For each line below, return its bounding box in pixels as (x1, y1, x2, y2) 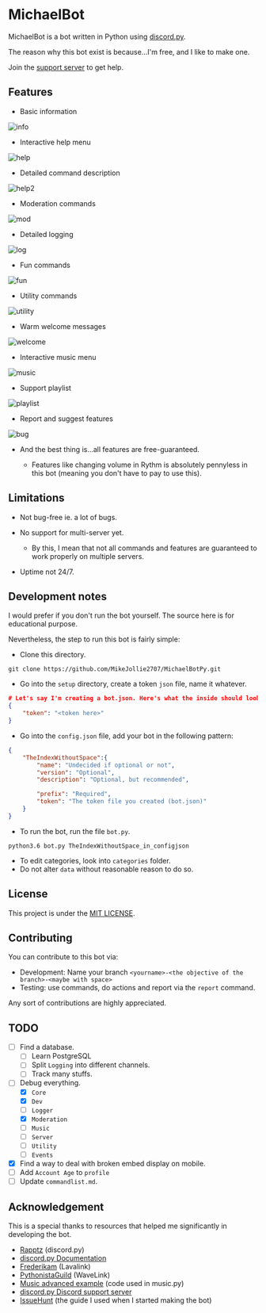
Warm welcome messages (19, 321, 107, 331)
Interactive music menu (19, 352, 97, 362)
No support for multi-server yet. (19, 527, 124, 537)
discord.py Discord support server (19, 1287, 132, 1296)
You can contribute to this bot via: (8, 952, 119, 962)
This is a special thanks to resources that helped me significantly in (8, 1221, 227, 1231)
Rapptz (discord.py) (19, 1245, 85, 1254)
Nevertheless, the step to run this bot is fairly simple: (8, 634, 180, 644)
